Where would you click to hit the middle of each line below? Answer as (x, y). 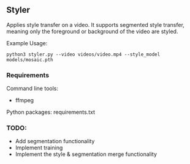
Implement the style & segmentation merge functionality (86, 154)
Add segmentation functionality (55, 141)
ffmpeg (25, 100)
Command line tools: (32, 89)
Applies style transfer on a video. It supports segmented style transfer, (96, 24)
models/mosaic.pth (30, 60)
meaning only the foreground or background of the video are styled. (92, 31)
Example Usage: (27, 43)
